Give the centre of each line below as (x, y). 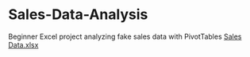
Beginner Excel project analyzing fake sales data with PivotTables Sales (125, 36)
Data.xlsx (23, 44)
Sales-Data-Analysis (78, 15)
